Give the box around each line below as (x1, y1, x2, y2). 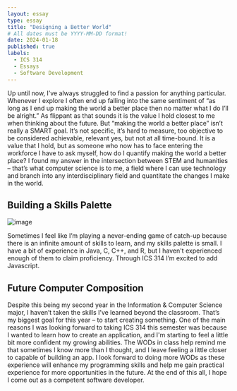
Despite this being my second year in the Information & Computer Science (7, 301, 223, 309)
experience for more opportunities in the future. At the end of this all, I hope (7, 368, 227, 377)
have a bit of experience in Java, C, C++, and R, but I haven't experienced (7, 246, 222, 255)
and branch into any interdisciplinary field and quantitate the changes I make (7, 171, 230, 180)
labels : (7, 50, 30, 57)
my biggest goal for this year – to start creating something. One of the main (7, 315, 226, 325)
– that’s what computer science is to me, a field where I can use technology (7, 164, 226, 172)
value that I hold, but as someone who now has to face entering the (7, 141, 203, 150)
